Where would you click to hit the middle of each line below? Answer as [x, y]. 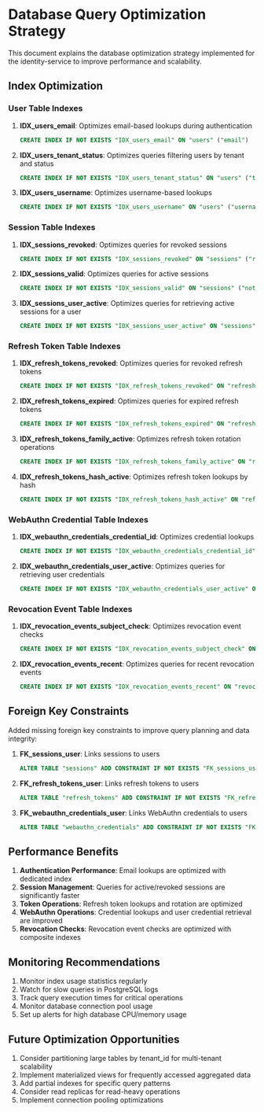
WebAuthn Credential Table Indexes [79, 519]
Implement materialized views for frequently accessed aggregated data [135, 1074]
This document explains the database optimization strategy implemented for [132, 53]
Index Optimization [56, 86]
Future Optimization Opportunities [94, 1039]
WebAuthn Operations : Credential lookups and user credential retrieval [136, 912]
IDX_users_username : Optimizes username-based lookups [115, 193]
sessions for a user [50, 311]
